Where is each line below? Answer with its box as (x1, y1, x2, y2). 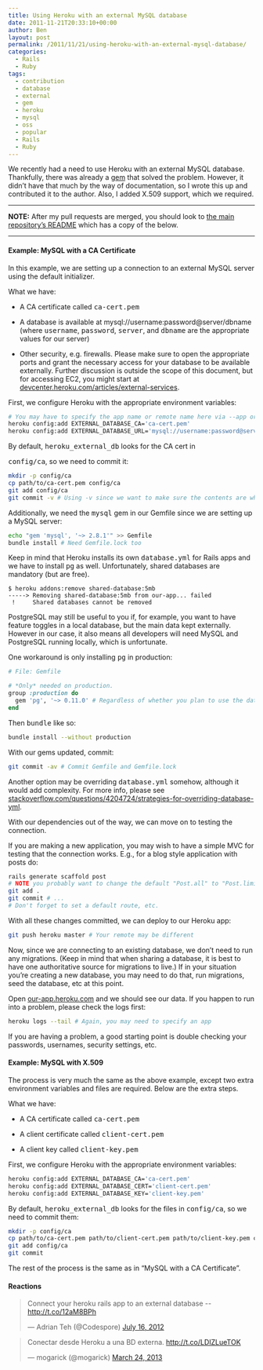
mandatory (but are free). (8, 570, 90, 579)
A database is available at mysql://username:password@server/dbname (19, 317, 252, 327)
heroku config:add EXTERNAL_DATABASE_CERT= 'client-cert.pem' (8, 1182, 212, 1190)
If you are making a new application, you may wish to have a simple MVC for (8, 841, 254, 850)
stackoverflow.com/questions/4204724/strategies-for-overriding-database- (8, 794, 254, 803)
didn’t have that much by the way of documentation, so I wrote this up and (8, 181, 248, 191)
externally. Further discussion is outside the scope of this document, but (19, 366, 253, 375)
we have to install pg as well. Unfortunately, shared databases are (8, 561, 221, 571)
